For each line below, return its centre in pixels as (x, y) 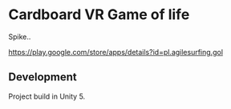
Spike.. (20, 37)
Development (43, 77)
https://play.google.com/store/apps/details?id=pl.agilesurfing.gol (115, 52)
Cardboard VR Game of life (99, 15)
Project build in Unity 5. (47, 96)
